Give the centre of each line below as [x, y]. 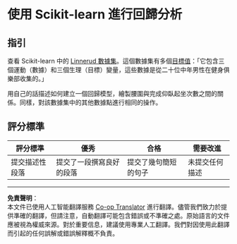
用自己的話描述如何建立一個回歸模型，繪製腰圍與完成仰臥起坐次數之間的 [112, 93]
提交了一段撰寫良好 [88, 161]
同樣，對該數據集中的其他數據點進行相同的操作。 [91, 102]
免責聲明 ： [23, 197]
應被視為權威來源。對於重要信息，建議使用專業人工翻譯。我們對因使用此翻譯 [119, 224]
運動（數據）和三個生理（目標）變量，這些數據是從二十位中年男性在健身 [118, 70]
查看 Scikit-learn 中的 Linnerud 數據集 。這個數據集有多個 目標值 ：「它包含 [113, 61]
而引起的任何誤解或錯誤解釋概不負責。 [63, 233]
